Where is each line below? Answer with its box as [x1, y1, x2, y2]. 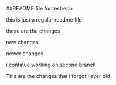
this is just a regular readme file [6, 16, 82, 23]
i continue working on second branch [6, 61, 97, 68]
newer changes [6, 50, 44, 57]
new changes [6, 39, 39, 45]
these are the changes [6, 27, 60, 34]
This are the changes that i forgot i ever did [6, 73, 110, 79]
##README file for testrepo [6, 5, 73, 12]
